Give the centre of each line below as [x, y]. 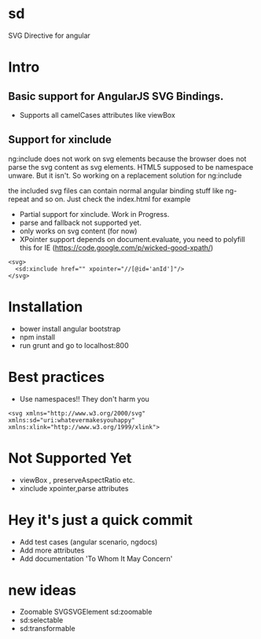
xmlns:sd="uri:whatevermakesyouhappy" [72, 420]
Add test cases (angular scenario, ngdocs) [88, 542]
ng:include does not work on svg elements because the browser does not [127, 159]
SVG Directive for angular [49, 35]
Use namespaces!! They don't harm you [84, 398]
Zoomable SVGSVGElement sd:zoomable [86, 612]
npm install [37, 337]
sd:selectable [41, 620]
